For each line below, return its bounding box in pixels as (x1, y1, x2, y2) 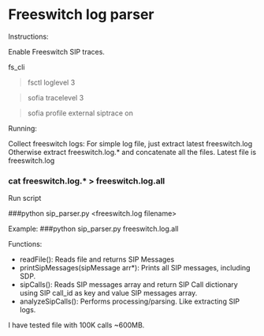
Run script (8, 194, 42, 203)
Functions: (8, 240, 43, 249)
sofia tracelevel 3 (27, 92, 84, 102)
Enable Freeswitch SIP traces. (8, 47, 105, 56)
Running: (8, 123, 38, 133)
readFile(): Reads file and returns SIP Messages (19, 255, 175, 264)
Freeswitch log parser (8, 6, 154, 24)
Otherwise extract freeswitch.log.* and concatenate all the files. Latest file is (8, 147, 257, 157)
